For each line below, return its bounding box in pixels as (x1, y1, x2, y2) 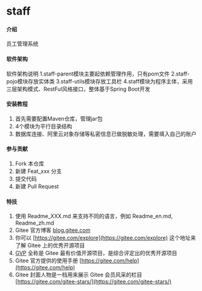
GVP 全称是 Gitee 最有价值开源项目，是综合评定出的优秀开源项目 (15, 250, 178, 257)
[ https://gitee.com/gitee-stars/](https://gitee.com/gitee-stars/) (15, 278, 172, 286)
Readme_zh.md (15, 219, 55, 226)
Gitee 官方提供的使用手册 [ (15, 257, 82, 264)
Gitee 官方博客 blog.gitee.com (15, 226, 91, 234)
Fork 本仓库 (15, 160, 44, 167)
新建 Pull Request (15, 183, 59, 190)
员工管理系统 (6, 40, 38, 47)
